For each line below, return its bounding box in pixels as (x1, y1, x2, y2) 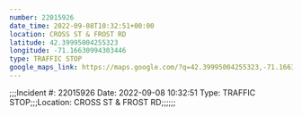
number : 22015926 (9, 12, 75, 22)
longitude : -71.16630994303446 (9, 46, 127, 55)
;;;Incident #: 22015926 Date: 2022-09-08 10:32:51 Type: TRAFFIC (9, 87, 256, 98)
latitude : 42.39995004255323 (9, 37, 119, 47)
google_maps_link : (9, 63, 78, 72)
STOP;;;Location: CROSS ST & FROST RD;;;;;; (9, 96, 176, 107)
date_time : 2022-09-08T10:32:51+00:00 (9, 21, 155, 30)
